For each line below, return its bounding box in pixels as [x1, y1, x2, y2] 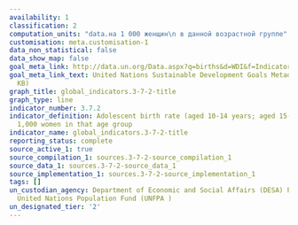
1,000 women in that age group [17, 120, 133, 129]
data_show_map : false [9, 54, 90, 63]
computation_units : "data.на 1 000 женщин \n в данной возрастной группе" [9, 29, 288, 38]
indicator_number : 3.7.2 [9, 104, 101, 112]
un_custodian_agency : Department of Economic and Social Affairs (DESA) [9, 186, 284, 195]
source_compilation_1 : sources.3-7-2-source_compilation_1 [9, 152, 232, 162]
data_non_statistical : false [9, 46, 117, 55]
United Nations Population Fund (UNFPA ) [17, 194, 173, 204]
